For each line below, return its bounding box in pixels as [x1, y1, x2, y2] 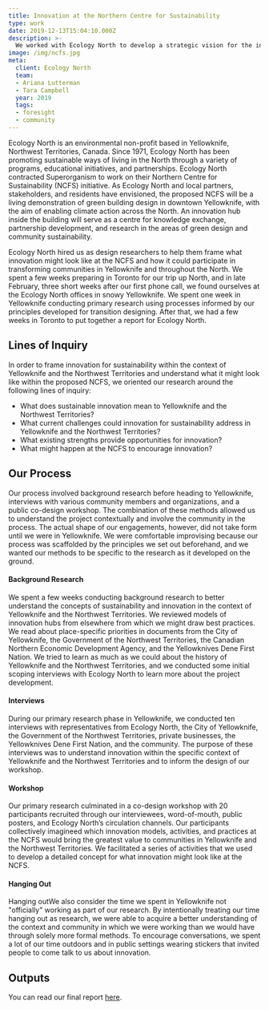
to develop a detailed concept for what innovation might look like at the [8, 852, 243, 862]
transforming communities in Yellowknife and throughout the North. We [8, 264, 243, 273]
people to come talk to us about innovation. [8, 947, 151, 958]
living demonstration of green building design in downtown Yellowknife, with [8, 197, 260, 207]
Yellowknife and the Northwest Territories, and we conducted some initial [8, 661, 250, 670]
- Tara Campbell [15, 86, 70, 95]
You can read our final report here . [8, 992, 122, 1002]
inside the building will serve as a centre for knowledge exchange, [8, 214, 227, 224]
